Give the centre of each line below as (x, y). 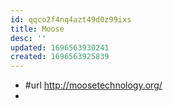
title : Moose (37, 29)
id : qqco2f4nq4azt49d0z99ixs (71, 19)
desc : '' (28, 38)
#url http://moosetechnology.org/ (93, 85)
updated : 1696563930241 (60, 47)
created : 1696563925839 (60, 57)
